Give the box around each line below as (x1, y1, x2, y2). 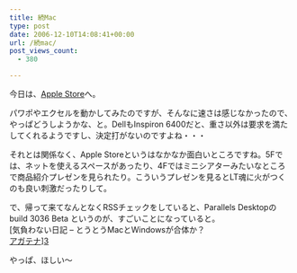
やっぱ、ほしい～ (9, 255, 73, 265)
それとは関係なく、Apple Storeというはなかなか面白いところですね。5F (9, 149, 275, 160)
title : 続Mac (9, 13, 57, 22)
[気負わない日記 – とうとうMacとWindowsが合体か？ (9, 225, 205, 234)
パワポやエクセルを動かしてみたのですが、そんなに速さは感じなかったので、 (9, 108, 292, 118)
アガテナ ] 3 (9, 235, 49, 246)
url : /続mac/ (9, 38, 57, 48)
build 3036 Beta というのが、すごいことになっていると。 (9, 213, 220, 224)
